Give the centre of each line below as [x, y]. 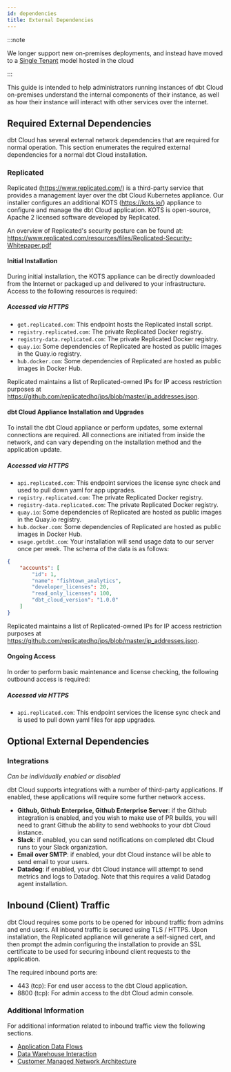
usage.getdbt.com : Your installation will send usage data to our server [115, 541]
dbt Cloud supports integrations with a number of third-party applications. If [115, 789]
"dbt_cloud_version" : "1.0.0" [75, 600]
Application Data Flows [50, 1046]
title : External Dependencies [51, 20]
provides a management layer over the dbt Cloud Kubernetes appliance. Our [115, 195]
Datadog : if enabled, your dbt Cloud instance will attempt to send [110, 869]
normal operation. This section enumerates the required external [99, 147]
